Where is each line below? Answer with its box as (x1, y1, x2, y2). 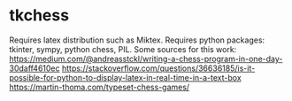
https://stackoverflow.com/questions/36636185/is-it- (61, 63, 256, 74)
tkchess (9, 5, 69, 26)
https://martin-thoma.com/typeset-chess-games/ (9, 82, 190, 92)
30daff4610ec (9, 63, 60, 74)
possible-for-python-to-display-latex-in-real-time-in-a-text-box (9, 72, 242, 82)
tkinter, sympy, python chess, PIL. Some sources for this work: (9, 43, 237, 54)
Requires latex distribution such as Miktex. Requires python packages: (9, 35, 265, 45)
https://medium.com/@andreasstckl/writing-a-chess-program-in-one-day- (9, 53, 283, 64)
